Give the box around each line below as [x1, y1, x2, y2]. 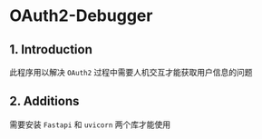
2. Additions [9, 94, 80, 109]
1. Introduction [9, 42, 92, 57]
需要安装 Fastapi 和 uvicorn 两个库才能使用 [9, 119, 170, 130]
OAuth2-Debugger [9, 5, 153, 26]
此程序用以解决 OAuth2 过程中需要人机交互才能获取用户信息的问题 [9, 67, 253, 77]
